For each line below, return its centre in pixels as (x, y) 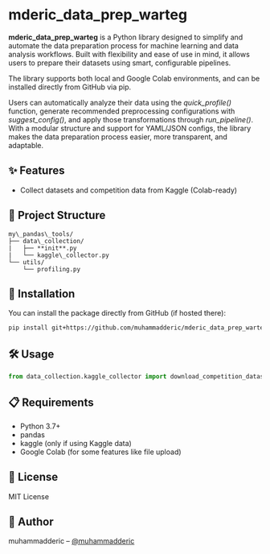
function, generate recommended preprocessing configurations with (122, 111)
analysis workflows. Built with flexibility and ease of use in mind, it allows (129, 54)
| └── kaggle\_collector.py (59, 255)
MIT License (29, 496)
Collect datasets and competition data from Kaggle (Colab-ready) (129, 190)
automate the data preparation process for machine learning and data (124, 45)
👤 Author (31, 521)
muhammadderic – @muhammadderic (72, 541)
